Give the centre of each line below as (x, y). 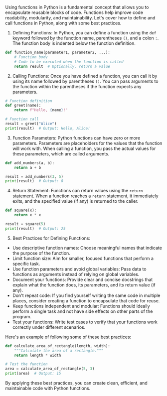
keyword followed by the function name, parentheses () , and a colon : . (85, 38)
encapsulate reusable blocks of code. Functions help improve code (74, 12)
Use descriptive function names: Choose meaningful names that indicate (87, 248)
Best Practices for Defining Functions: (51, 238)
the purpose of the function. (41, 253)
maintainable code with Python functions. (48, 388)
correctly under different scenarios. (49, 327)
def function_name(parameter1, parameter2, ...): (58, 52)
